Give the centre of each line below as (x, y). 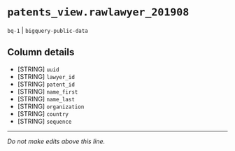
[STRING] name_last (46, 99)
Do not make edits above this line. (56, 141)
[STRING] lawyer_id (46, 76)
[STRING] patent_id (46, 84)
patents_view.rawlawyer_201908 (98, 12)
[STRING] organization (51, 106)
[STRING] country (43, 113)
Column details (41, 52)
